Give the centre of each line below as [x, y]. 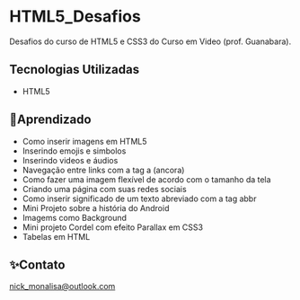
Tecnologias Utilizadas [75, 70]
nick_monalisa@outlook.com [62, 287]
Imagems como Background [75, 217]
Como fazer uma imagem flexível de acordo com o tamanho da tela [146, 179]
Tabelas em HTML [56, 236]
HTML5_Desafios [75, 17]
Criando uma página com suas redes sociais [104, 189]
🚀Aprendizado [50, 120]
